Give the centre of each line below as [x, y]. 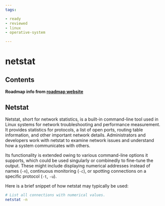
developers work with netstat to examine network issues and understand [80, 140]
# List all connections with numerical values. [55, 195]
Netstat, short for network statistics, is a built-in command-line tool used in [82, 119]
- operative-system [25, 33]
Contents [20, 80]
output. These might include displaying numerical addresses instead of [78, 166]
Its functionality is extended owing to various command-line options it [77, 155]
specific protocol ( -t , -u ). [31, 176]
